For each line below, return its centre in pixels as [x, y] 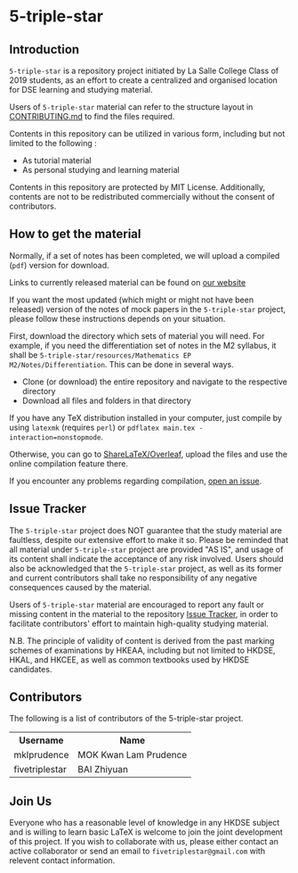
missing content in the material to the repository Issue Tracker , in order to [144, 614]
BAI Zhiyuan [103, 770]
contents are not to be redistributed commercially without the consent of [142, 197]
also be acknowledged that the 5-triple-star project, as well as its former [145, 568]
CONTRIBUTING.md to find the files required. [92, 116]
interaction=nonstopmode [55, 437]
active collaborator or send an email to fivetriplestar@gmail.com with [137, 851]
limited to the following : [53, 143]
